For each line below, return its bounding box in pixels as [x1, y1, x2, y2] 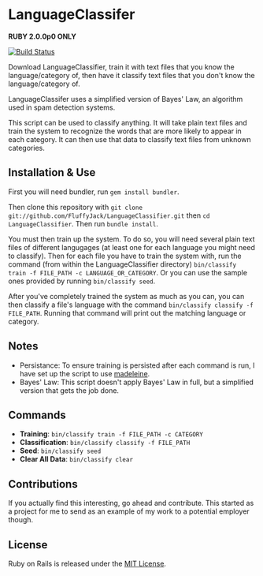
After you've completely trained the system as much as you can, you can [8, 291, 245, 301]
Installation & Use [8, 166, 96, 179]
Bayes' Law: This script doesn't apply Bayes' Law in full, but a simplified [19, 377, 254, 387]
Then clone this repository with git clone [8, 202, 143, 211]
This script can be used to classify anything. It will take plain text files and [8, 118, 248, 127]
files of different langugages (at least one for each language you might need [8, 242, 256, 252]
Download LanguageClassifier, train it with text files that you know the [8, 62, 235, 72]
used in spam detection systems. [8, 103, 116, 112]
